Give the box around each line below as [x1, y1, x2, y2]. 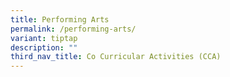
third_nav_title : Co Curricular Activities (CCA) [10, 52, 222, 62]
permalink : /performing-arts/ [10, 24, 137, 34]
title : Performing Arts [10, 14, 110, 25]
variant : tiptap [10, 33, 78, 43]
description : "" [10, 42, 78, 53]
